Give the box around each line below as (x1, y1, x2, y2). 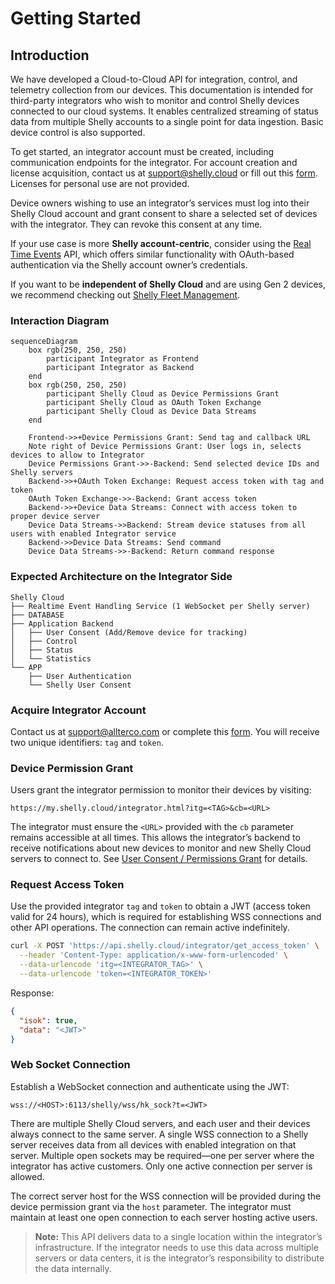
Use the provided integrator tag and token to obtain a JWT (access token (10, 900, 311, 912)
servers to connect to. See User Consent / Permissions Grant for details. (10, 853, 308, 865)
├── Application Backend (10, 618, 114, 629)
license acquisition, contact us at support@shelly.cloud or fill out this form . (10, 167, 318, 179)
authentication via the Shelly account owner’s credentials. (10, 259, 248, 271)
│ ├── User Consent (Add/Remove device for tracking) (10, 627, 248, 637)
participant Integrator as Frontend (46, 354, 199, 364)
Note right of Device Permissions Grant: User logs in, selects (28, 442, 302, 452)
